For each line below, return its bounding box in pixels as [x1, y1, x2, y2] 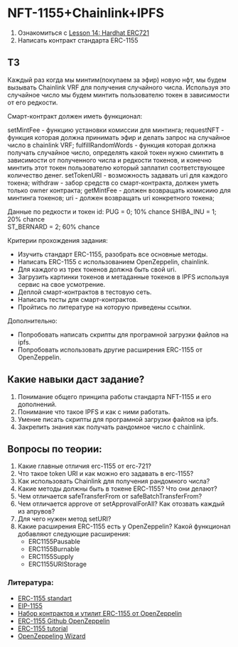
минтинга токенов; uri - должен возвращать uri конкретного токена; [7, 193, 215, 202]
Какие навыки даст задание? [7, 374, 145, 386]
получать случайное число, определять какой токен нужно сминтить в [7, 148, 224, 157]
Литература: [7, 577, 54, 587]
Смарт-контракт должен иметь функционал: [7, 112, 143, 120]
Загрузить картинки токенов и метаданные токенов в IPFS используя [17, 272, 229, 281]
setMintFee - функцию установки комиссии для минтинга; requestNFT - [7, 126, 225, 134]
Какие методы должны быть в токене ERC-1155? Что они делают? [17, 484, 218, 493]
